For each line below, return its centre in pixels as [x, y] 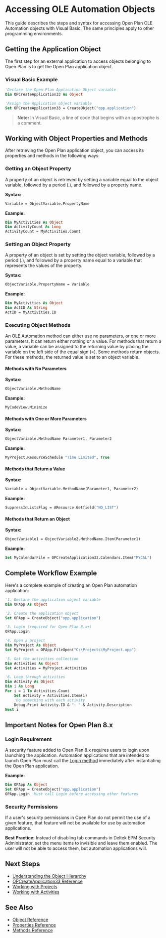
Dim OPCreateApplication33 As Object [44, 94]
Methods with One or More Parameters [46, 418]
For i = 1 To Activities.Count [37, 691]
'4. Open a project [25, 641]
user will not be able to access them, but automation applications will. [76, 848]
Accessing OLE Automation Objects [80, 9]
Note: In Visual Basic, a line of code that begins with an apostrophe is [88, 118]
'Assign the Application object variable [49, 103]
